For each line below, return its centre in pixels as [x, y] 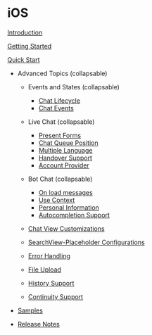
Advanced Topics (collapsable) [62, 73]
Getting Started [30, 46]
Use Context [57, 200]
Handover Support [65, 158]
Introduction [25, 32]
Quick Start [24, 59]
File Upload [45, 270]
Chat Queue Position [68, 143]
